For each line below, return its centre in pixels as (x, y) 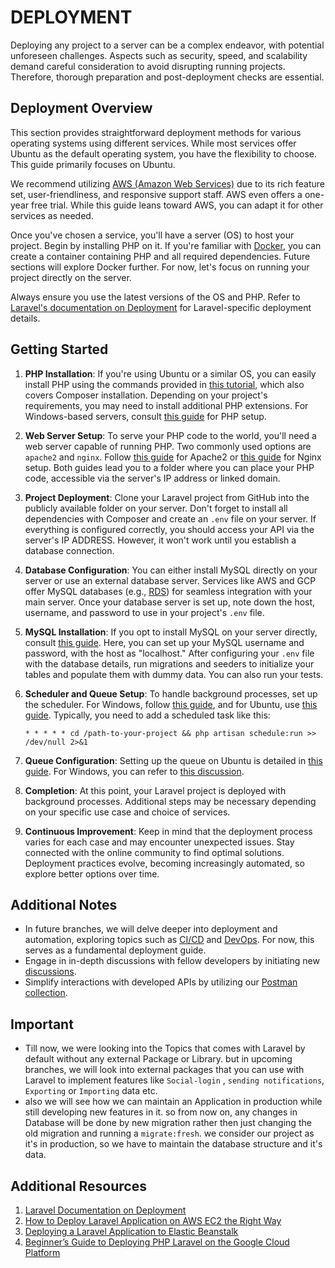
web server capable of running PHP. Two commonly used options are (168, 446)
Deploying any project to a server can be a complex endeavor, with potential (167, 45)
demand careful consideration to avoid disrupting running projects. (148, 66)
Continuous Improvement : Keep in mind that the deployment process (168, 831)
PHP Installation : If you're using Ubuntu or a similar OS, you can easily (170, 373)
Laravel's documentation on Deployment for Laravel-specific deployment (161, 307)
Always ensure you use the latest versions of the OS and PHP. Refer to (155, 297)
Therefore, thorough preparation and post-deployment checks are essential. (167, 77)
